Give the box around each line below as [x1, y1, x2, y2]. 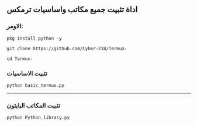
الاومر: [6, 22, 24, 30]
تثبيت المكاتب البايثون [6, 101, 61, 110]
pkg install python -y [6, 35, 62, 41]
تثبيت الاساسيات [6, 69, 47, 78]
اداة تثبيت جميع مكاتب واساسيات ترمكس [6, 5, 138, 15]
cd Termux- [6, 55, 33, 62]
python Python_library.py [6, 115, 70, 121]
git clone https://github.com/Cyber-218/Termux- [6, 45, 127, 51]
